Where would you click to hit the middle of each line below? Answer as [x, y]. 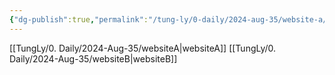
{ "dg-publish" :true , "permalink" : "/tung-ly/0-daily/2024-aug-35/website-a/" [170, 19]
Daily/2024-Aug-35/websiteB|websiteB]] [93, 58]
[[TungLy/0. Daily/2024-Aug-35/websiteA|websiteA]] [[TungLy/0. [143, 48]
